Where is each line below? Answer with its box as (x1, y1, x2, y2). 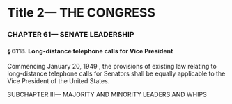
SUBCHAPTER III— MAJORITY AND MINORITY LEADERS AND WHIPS (7, 90, 207, 98)
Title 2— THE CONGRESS (7, 5, 155, 21)
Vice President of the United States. (7, 77, 110, 85)
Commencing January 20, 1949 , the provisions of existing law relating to (7, 62, 217, 71)
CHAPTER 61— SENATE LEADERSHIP (7, 30, 134, 40)
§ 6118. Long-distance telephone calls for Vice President (7, 46, 173, 55)
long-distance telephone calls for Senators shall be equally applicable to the (7, 69, 226, 78)
